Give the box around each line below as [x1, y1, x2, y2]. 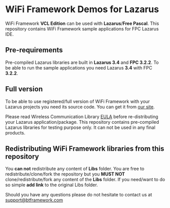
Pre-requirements [5, 46, 63, 54]
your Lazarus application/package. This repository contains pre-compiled [5, 119, 159, 125]
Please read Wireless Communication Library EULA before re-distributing [5, 113, 158, 120]
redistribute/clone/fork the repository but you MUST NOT [5, 171, 125, 177]
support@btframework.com [5, 197, 63, 203]
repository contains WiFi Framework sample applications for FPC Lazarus [5, 25, 159, 31]
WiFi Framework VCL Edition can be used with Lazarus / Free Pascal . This [5, 20, 159, 26]
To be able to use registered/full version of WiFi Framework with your [5, 98, 150, 105]
